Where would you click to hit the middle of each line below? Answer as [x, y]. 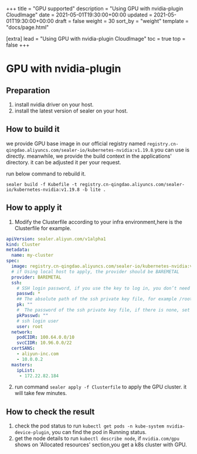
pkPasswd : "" [33, 315]
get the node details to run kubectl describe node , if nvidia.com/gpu [97, 439]
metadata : [18, 250]
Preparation [28, 90]
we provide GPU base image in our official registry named [76, 143]
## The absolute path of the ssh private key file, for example [97, 299]
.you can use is [171, 150]
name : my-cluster [33, 256]
